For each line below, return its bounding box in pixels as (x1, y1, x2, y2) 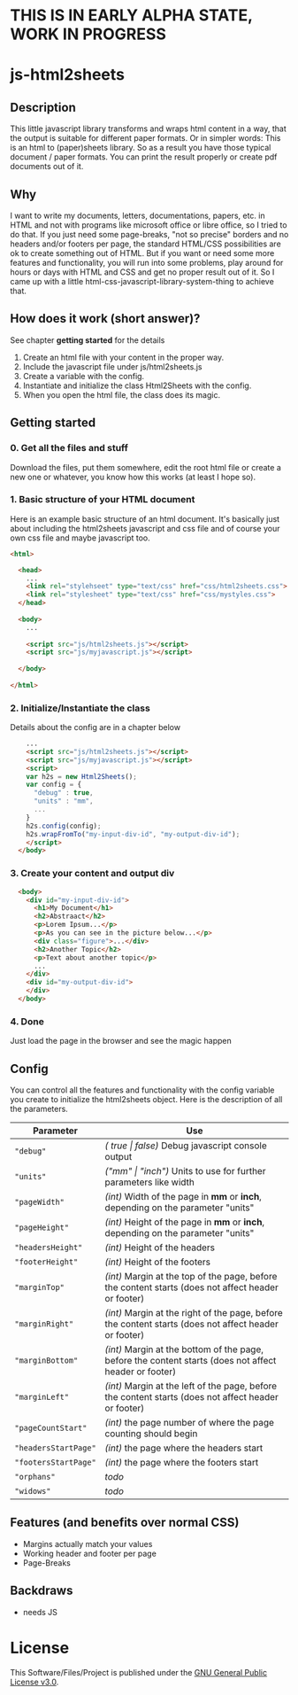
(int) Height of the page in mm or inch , (104, 1216, 265, 1228)
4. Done (10, 1015, 45, 1028)
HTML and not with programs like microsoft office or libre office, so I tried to (10, 220, 287, 230)
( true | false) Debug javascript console (104, 1139, 268, 1152)
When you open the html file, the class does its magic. (22, 389, 220, 400)
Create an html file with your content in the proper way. (22, 352, 225, 362)
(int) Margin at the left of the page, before (104, 1380, 278, 1392)
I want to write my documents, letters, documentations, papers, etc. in (10, 210, 265, 221)
